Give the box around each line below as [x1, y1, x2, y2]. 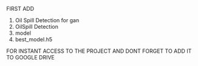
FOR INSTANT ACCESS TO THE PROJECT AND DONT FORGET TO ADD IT [6, 47, 192, 55]
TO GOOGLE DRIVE [6, 54, 55, 61]
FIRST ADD [6, 5, 35, 12]
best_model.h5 [15, 36, 53, 43]
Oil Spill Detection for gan [15, 17, 80, 23]
